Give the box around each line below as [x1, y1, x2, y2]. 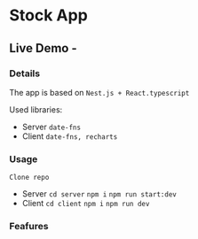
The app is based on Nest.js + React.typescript [9, 87, 190, 97]
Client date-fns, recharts [21, 130, 118, 142]
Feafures [9, 220, 49, 233]
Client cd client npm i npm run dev [21, 198, 150, 209]
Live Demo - [9, 41, 77, 56]
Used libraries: [9, 104, 63, 115]
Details [9, 67, 41, 80]
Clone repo [9, 173, 50, 182]
